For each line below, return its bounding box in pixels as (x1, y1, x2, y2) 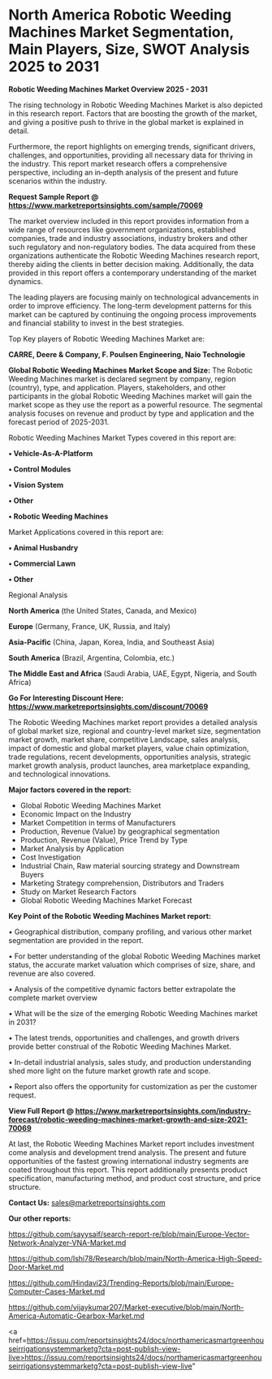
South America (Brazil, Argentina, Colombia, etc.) (8, 653, 175, 662)
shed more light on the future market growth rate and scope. (8, 1066, 211, 1075)
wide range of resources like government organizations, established (8, 225, 236, 235)
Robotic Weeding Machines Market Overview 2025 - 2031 (8, 84, 209, 94)
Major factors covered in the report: (8, 785, 132, 795)
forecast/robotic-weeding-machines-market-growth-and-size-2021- (8, 1114, 248, 1124)
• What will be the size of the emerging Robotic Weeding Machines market (8, 1008, 258, 1018)
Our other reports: (8, 1213, 71, 1223)
